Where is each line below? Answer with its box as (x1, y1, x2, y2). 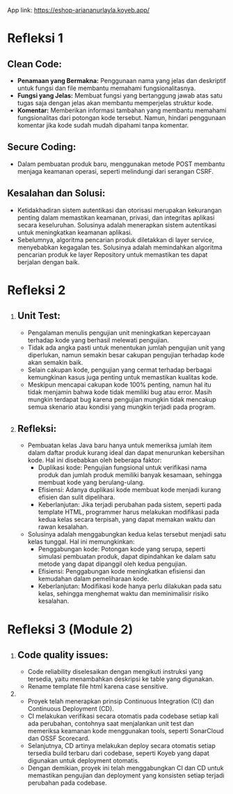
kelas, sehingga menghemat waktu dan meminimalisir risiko (38, 590, 209, 598)
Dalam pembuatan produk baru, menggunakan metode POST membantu (17, 160, 225, 168)
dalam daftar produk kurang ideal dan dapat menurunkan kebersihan (27, 449, 225, 457)
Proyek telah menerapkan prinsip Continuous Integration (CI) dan (27, 697, 214, 705)
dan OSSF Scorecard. (27, 734, 90, 742)
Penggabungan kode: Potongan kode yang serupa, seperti (38, 545, 206, 553)
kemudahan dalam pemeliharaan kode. (38, 575, 150, 583)
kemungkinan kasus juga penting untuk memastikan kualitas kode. (27, 373, 218, 381)
